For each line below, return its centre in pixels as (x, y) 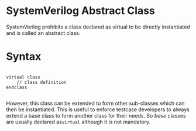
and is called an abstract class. (43, 33)
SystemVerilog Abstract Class (80, 11)
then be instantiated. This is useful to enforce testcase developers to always (98, 109)
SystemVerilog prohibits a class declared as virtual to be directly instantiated (98, 27)
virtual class (23, 77)
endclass (17, 87)
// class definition (42, 82)
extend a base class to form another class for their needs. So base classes (96, 115)
